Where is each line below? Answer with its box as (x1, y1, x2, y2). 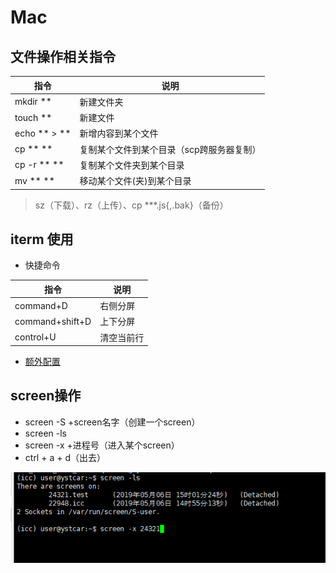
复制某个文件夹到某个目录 (79, 159, 185, 171)
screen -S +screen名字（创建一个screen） (24, 416, 201, 428)
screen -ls (24, 427, 67, 439)
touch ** (14, 111, 53, 123)
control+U (14, 331, 57, 343)
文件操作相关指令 (10, 48, 116, 65)
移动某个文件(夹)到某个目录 (79, 175, 192, 186)
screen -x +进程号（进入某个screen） (24, 439, 180, 451)
